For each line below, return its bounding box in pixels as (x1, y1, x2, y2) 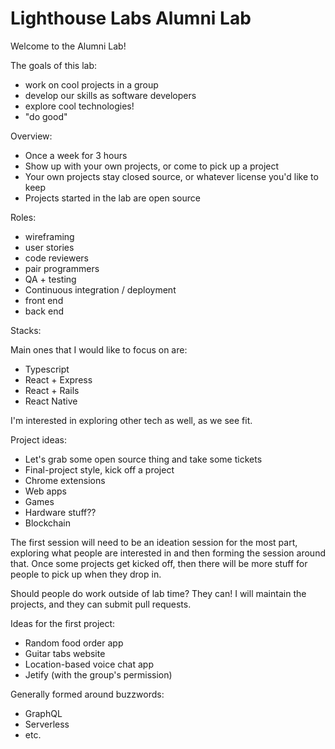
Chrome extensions (24, 474, 106, 486)
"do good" (24, 110, 68, 122)
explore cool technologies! (24, 100, 135, 112)
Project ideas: (10, 433, 67, 446)
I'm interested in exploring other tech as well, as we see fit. (10, 414, 253, 426)
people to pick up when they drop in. (10, 568, 162, 580)
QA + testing (24, 273, 77, 285)
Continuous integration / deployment (24, 283, 177, 296)
